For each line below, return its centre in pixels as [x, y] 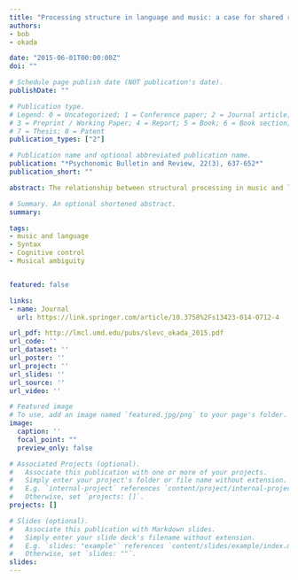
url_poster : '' [37, 358]
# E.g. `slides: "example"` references [87, 545]
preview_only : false [55, 448]
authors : [25, 26]
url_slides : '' [37, 374]
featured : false [39, 284]
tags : [19, 228]
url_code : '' [33, 342]
